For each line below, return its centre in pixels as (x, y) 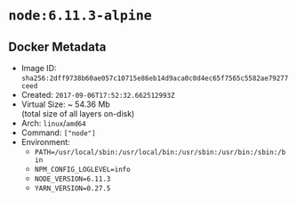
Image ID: (39, 68)
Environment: (45, 142)
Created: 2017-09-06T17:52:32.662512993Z (98, 95)
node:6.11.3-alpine (80, 16)
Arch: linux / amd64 (53, 123)
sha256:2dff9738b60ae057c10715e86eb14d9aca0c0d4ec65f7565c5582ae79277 (155, 78)
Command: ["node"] (58, 133)
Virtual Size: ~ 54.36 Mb (65, 104)
